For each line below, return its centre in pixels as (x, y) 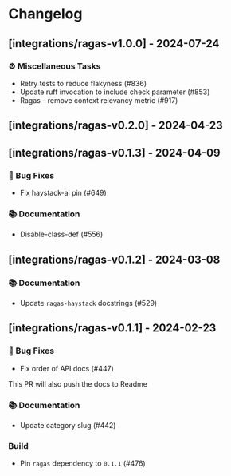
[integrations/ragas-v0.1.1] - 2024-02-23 (112, 328)
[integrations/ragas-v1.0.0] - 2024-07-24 (114, 44)
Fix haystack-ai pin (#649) (63, 192)
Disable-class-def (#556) (61, 234)
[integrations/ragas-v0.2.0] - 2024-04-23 (115, 126)
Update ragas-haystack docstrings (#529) (88, 303)
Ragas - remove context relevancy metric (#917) (99, 100)
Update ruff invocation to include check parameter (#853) (115, 92)
